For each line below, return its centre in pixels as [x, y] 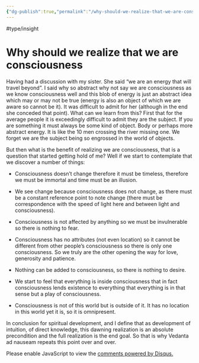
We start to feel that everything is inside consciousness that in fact [96, 281]
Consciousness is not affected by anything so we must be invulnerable [101, 221]
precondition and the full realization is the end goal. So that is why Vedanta [97, 336]
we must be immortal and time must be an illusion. [76, 180]
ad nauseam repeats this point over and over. [61, 342]
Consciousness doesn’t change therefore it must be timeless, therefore [101, 174]
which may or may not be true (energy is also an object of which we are [94, 100]
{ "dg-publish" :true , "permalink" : [47, 12]
